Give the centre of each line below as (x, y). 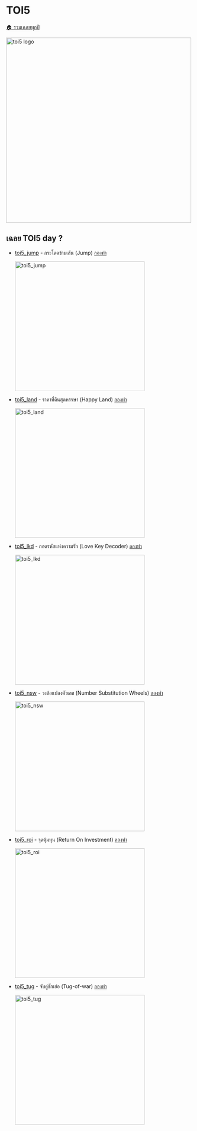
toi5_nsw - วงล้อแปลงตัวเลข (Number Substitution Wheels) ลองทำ (89, 693)
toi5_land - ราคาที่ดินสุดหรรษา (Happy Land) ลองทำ (71, 399)
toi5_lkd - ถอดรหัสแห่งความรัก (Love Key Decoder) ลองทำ (78, 546)
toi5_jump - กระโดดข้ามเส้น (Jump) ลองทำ (61, 253)
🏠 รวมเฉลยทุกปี (23, 27)
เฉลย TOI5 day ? (35, 239)
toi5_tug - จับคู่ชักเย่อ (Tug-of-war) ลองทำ (61, 986)
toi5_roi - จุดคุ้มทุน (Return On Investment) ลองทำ (71, 839)
